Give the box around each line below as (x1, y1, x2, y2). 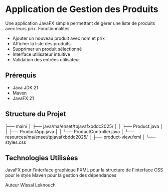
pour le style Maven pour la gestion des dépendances (5, 172, 117, 178)
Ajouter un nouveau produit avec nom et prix (12, 35, 105, 41)
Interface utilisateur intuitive (12, 51, 70, 57)
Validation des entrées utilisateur (12, 56, 80, 62)
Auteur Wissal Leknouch (5, 182, 56, 188)
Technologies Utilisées (5, 153, 78, 162)
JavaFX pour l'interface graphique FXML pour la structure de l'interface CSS (5, 167, 163, 173)
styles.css (5, 139, 26, 145)
